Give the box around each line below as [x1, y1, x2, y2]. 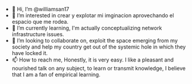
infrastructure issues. [11, 31, 64, 38]
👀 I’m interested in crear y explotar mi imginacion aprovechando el [11, 12, 174, 19]
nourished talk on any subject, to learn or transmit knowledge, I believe [11, 65, 186, 72]
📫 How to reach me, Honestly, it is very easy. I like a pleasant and [11, 56, 174, 63]
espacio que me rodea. [11, 18, 69, 25]
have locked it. [11, 50, 48, 56]
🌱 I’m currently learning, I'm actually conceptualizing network [11, 24, 162, 31]
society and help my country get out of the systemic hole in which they [11, 43, 186, 50]
